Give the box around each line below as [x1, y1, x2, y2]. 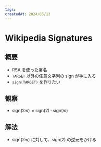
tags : [5, 7, 16, 12]
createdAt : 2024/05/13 [5, 12, 50, 16]
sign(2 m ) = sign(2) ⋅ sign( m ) [12, 108, 68, 114]
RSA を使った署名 [12, 66, 47, 73]
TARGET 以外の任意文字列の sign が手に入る [12, 73, 96, 79]
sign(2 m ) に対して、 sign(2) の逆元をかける [12, 137, 97, 143]
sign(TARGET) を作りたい [12, 79, 61, 85]
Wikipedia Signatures [5, 33, 93, 44]
